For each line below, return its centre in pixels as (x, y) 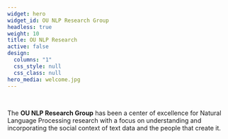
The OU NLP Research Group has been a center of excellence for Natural (114, 113)
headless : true (30, 27)
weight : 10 (23, 34)
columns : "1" (33, 60)
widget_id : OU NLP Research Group (58, 20)
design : (19, 54)
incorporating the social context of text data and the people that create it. (114, 128)
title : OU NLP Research (42, 40)
